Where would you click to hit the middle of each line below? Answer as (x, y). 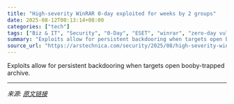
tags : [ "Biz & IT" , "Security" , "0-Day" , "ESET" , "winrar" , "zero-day (112, 33)
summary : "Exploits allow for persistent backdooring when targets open (115, 40)
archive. (19, 73)
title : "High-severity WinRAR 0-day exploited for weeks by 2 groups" (112, 14)
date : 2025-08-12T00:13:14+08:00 (56, 20)
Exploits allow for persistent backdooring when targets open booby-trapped (116, 66)
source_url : (24, 46)
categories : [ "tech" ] (39, 26)
